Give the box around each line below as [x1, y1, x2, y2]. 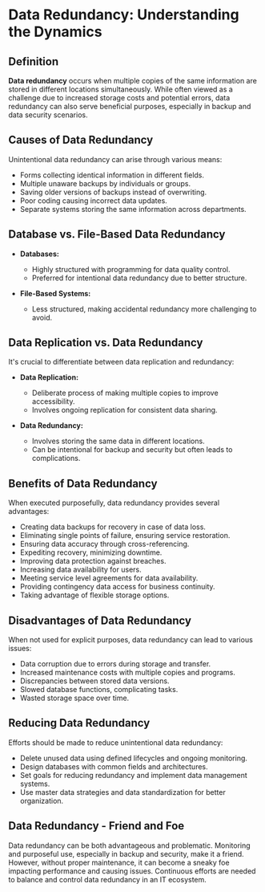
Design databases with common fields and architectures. [19, 761, 208, 772]
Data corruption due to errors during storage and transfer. [19, 659, 211, 669]
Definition [8, 55, 58, 68]
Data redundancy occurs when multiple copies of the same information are [8, 76, 258, 85]
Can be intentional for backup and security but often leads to [31, 445, 233, 454]
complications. [31, 454, 81, 463]
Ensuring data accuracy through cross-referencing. [19, 540, 190, 549]
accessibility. [31, 397, 75, 406]
